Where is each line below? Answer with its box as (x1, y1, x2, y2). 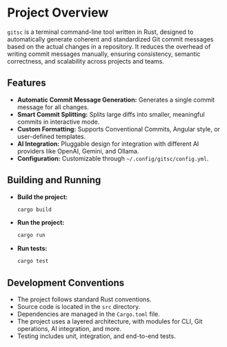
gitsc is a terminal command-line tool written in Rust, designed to (7, 28, 194, 36)
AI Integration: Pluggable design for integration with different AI (17, 140, 199, 148)
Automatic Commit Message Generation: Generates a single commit (17, 95, 215, 104)
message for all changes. (17, 102, 90, 111)
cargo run (17, 232, 46, 239)
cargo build (17, 206, 52, 213)
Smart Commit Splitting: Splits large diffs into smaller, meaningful (17, 110, 205, 118)
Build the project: (17, 192, 68, 201)
